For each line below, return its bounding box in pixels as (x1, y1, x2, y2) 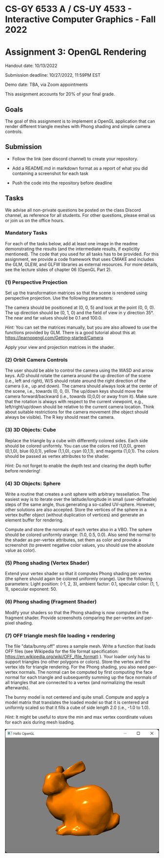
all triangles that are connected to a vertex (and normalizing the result (5, 679, 145, 685)
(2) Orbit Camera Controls (5, 357, 68, 364)
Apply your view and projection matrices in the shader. (5, 344, 115, 350)
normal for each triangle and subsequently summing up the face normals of (5, 674, 157, 680)
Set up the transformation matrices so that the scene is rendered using (5, 290, 147, 296)
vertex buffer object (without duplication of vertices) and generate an (5, 512, 144, 518)
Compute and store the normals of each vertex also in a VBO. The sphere (5, 527, 152, 533)
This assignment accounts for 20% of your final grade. (5, 91, 115, 97)
